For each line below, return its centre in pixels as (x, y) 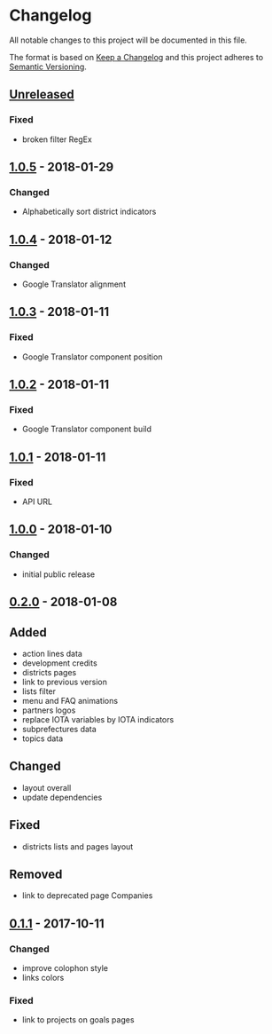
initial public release (58, 574)
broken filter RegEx (57, 139)
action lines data (52, 653)
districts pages (49, 672)
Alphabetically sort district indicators (89, 212)
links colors (43, 978)
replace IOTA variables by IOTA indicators (98, 719)
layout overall (47, 787)
